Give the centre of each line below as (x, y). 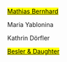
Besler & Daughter (33, 51)
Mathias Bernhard (33, 11)
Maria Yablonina (30, 24)
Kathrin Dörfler (29, 38)
